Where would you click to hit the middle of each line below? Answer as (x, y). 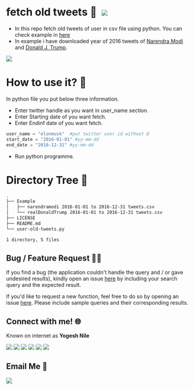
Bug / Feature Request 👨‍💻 (54, 258)
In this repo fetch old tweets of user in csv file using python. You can (98, 28)
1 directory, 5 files (33, 239)
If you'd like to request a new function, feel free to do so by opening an (93, 296)
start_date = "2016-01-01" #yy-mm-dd (53, 139)
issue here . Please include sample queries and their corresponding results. (97, 303)
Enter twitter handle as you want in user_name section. (82, 110)
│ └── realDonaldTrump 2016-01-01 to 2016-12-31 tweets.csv (84, 213)
